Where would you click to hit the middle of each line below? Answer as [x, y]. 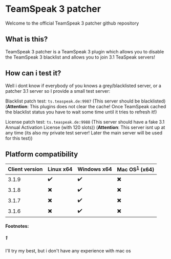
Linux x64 [60, 169]
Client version [25, 169]
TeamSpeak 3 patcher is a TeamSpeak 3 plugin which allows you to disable [85, 51]
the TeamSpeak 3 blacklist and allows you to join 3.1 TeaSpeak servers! [80, 57]
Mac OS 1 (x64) [136, 169]
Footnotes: [17, 226]
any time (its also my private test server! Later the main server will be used [84, 133]
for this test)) [19, 138]
